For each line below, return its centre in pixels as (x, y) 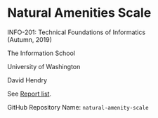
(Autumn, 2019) (30, 39)
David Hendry (27, 80)
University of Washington (44, 66)
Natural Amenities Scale (79, 13)
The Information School (41, 53)
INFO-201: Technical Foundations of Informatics (77, 32)
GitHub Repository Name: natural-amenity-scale (78, 107)
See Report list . (29, 94)
